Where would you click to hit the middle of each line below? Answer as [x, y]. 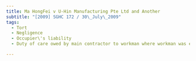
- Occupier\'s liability [41, 38]
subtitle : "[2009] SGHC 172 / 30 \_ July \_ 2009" [64, 17]
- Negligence [27, 33]
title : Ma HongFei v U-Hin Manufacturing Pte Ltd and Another [83, 11]
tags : [13, 22]
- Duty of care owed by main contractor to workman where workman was [99, 44]
